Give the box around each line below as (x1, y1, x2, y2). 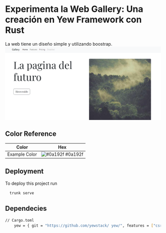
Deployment (5, 167, 44, 175)
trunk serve (9, 190, 35, 195)
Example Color (7, 151, 37, 157)
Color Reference (5, 130, 57, 138)
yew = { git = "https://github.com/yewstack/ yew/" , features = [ (14, 223, 154, 229)
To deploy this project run (5, 180, 58, 186)
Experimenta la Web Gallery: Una (5, 3, 143, 15)
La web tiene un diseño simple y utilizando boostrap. (5, 41, 113, 47)
